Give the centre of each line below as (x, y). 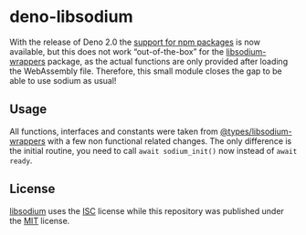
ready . (21, 160)
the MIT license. (40, 220)
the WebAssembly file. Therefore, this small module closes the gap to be (146, 71)
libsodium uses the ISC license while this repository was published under (147, 210)
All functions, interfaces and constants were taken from (114, 131)
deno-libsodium (71, 17)
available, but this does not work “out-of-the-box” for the (117, 51)
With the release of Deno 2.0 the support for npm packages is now (135, 42)
